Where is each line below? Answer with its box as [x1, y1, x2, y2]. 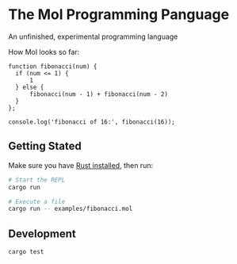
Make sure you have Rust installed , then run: [8, 160, 153, 170]
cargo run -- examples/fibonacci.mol [8, 205, 133, 213]
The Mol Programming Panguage [8, 6, 230, 24]
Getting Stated [8, 140, 82, 153]
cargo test [8, 248, 44, 256]
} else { [15, 83, 44, 91]
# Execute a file [8, 197, 66, 205]
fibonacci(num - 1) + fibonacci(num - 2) [29, 90, 169, 98]
